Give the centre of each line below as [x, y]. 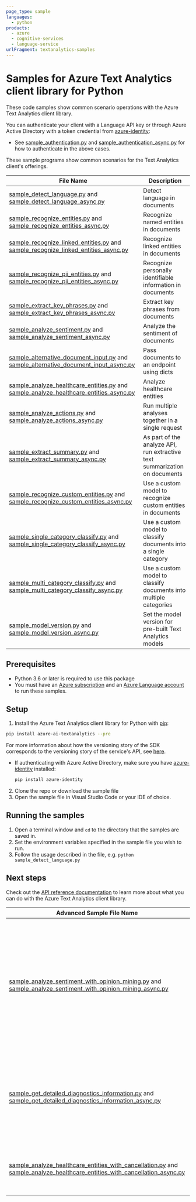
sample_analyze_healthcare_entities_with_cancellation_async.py [97, 1172]
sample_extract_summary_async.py [57, 459]
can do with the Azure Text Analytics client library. [66, 898]
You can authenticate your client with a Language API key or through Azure [96, 125]
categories [157, 605]
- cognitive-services [38, 39]
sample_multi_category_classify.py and [62, 583]
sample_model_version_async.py [54, 632]
